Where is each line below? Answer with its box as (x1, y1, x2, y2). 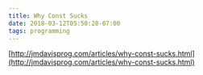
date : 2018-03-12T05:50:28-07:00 (8, 19, 121, 27)
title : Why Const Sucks (8, 11, 89, 20)
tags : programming (8, 27, 70, 35)
